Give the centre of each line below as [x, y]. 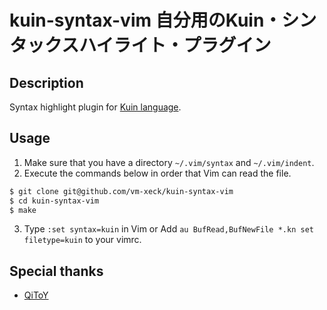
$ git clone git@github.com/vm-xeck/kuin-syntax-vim [121, 191]
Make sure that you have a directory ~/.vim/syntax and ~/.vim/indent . [169, 162]
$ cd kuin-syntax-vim [54, 201]
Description [46, 82]
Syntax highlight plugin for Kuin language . [95, 107]
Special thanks [56, 271]
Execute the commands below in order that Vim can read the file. [157, 173]
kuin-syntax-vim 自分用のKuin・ [145, 20]
